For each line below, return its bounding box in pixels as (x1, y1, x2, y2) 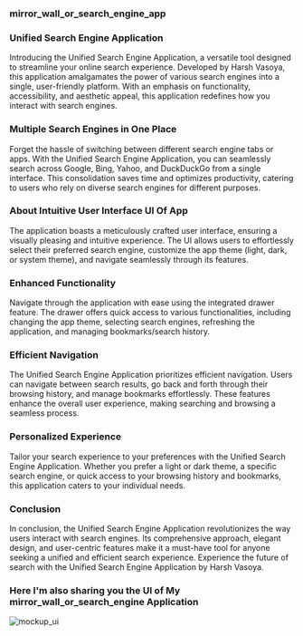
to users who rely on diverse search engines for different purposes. (9, 182, 260, 193)
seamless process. (9, 408, 80, 419)
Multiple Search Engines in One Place (9, 123, 177, 136)
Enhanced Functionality (9, 276, 116, 289)
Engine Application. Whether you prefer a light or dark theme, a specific (9, 460, 278, 471)
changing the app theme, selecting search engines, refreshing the (9, 316, 255, 328)
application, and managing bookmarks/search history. (9, 326, 211, 337)
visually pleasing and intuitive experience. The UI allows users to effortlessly (9, 235, 294, 246)
